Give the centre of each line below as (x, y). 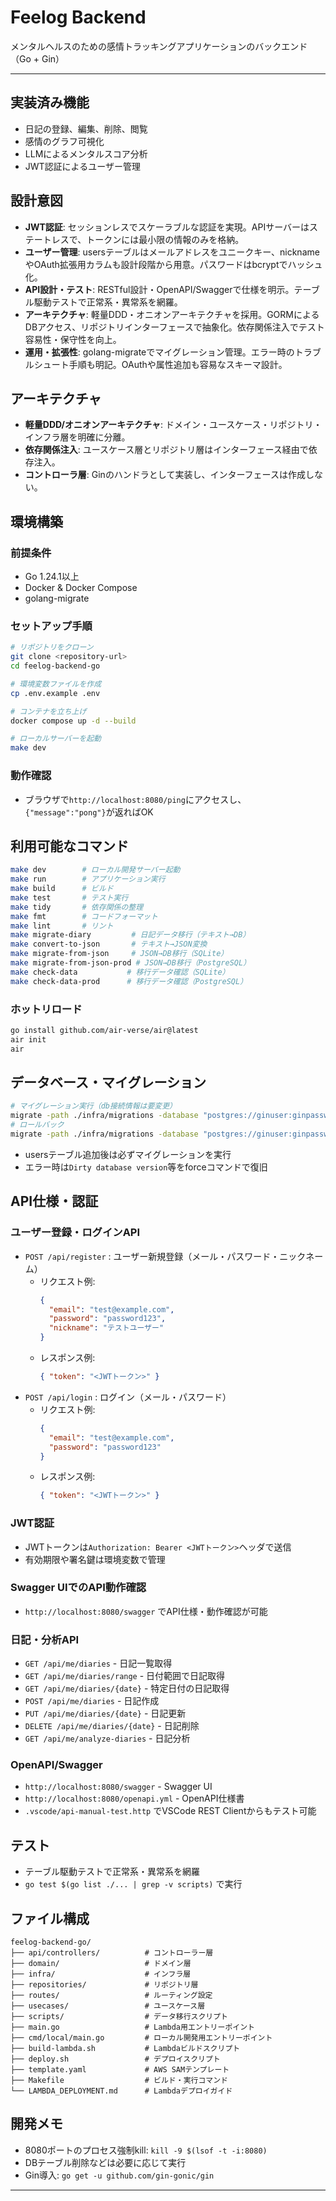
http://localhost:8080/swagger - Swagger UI (118, 1787)
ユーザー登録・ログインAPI (75, 1233)
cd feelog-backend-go (55, 666)
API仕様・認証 (54, 1201)
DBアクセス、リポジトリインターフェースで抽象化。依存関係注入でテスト (174, 327)
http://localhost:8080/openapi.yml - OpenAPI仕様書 (134, 1798)
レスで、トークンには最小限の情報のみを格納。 (148, 239)
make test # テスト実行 (69, 897)
